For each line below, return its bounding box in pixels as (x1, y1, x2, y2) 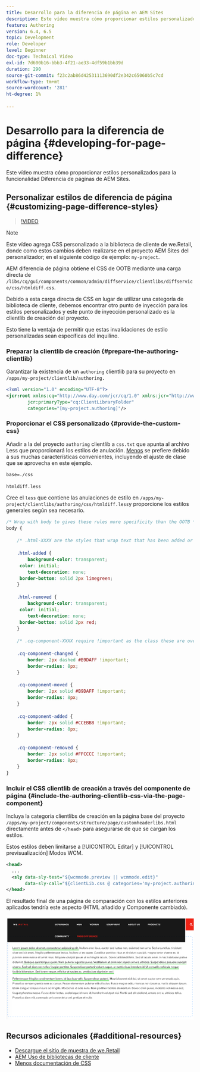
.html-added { (17, 551, 52, 557)
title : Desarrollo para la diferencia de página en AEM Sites (6, 10, 164, 15)
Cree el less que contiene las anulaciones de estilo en (6, 494, 139, 501)
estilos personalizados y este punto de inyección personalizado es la (6, 308, 175, 315)
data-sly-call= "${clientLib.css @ (24, 880, 111, 886)
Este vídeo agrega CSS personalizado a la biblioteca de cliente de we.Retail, (6, 240, 193, 248)
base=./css (6, 471, 33, 477)
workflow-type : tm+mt (6, 79, 60, 85)
